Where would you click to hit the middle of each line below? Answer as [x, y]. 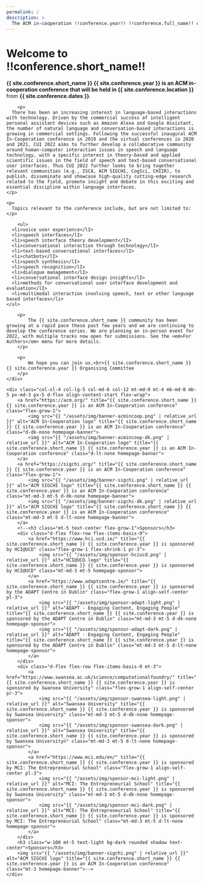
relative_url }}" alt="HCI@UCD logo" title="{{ [68, 560]
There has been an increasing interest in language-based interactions [104, 113]
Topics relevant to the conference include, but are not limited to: [101, 209]
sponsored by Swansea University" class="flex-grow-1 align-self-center [100, 688]
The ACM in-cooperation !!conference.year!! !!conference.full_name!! [103, 23]
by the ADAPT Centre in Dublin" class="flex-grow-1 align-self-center [97, 592]
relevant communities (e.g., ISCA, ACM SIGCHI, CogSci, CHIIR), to [93, 171]
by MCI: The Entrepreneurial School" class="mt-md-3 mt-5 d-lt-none [95, 821]
